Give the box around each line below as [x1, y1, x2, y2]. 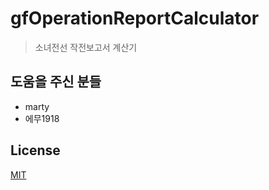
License [10, 142, 61, 159]
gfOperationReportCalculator [10, 7, 260, 30]
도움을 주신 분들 [10, 73, 102, 91]
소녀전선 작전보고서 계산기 [34, 41, 138, 53]
